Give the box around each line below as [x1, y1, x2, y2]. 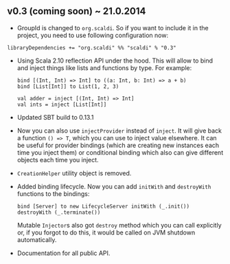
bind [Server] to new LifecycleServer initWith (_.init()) [16, 203, 190, 210]
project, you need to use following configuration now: [16, 31, 169, 39]
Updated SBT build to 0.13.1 [16, 113, 94, 121]
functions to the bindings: [16, 189, 90, 198]
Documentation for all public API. [16, 249, 111, 257]
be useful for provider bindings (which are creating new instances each [16, 141, 220, 149]
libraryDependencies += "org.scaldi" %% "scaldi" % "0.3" [7, 44, 176, 51]
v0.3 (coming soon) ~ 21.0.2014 [7, 5, 146, 17]
